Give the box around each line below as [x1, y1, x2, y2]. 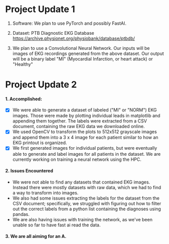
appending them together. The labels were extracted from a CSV [12, 118, 147, 124]
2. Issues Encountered [5, 168, 53, 174]
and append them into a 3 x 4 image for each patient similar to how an [12, 135, 159, 141]
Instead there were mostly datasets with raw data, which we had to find [12, 184, 161, 190]
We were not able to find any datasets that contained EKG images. [12, 179, 150, 185]
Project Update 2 [5, 79, 77, 90]
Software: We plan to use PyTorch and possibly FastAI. [12, 20, 127, 26]
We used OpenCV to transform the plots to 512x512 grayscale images [12, 129, 157, 135]
